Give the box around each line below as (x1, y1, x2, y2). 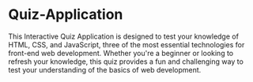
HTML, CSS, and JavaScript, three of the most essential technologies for (8, 39, 245, 49)
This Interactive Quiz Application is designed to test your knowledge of (8, 32, 240, 41)
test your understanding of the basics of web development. (8, 65, 202, 74)
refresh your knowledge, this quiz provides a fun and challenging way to (8, 57, 244, 66)
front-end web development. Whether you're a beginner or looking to (8, 48, 234, 58)
